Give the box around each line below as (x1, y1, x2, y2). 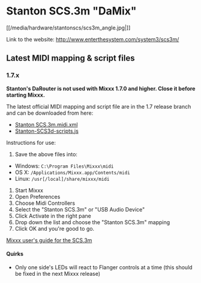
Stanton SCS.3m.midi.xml (14, 121, 78, 128)
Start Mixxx (14, 186, 44, 193)
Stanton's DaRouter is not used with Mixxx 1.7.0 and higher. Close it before (6, 85, 196, 92)
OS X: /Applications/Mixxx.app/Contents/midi (14, 168, 130, 175)
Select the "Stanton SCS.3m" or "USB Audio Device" (14, 205, 145, 213)
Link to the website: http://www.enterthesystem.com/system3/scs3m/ (6, 35, 179, 43)
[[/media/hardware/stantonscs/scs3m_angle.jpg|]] (6, 24, 131, 31)
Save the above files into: (14, 150, 78, 157)
